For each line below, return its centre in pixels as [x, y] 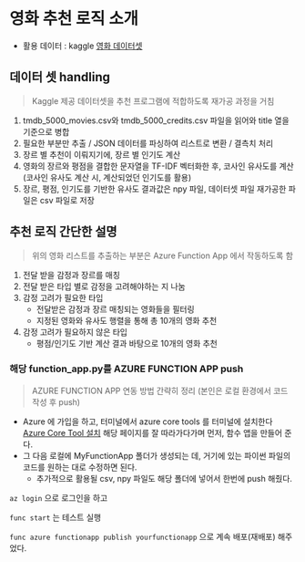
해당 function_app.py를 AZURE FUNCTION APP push [127, 369]
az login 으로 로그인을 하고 [59, 497]
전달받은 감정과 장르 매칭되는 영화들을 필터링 [115, 309]
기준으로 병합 [46, 131]
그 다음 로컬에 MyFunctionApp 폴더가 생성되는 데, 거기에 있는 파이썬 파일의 [157, 455]
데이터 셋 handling [60, 77]
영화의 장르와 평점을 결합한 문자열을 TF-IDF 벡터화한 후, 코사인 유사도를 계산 [158, 166]
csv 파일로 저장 [67, 200]
